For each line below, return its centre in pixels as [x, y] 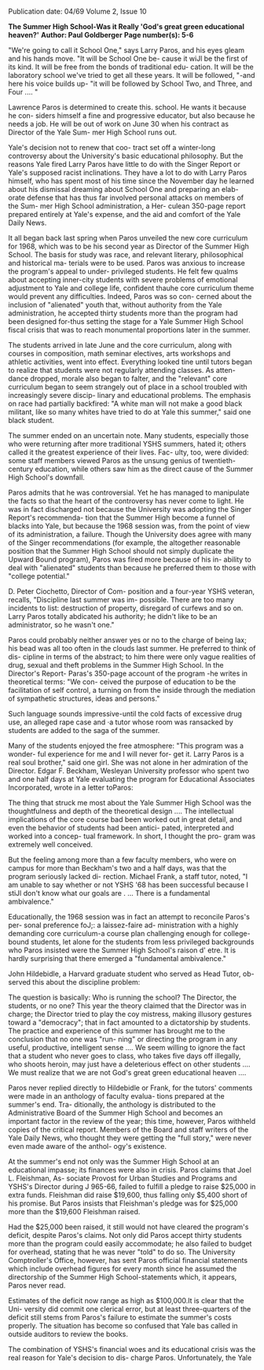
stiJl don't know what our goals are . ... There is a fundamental [109, 893]
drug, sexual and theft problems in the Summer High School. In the [116, 665]
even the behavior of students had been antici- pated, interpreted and [121, 828]
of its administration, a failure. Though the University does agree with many [130, 534]
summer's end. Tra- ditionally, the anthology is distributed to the [112, 1105]
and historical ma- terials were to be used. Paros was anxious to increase [127, 263]
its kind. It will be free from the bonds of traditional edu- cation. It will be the [131, 67]
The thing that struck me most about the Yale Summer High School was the [130, 803]
